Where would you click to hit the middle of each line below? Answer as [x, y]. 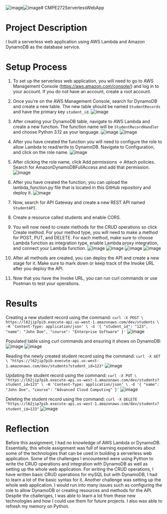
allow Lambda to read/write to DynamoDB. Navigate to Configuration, [84, 147]
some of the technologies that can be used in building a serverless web [79, 453]
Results [22, 304]
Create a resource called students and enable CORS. [67, 217]
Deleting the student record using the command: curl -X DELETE [72, 399]
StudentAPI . [25, 207]
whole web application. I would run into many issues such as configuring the [84, 485]
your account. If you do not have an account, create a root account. [82, 91]
